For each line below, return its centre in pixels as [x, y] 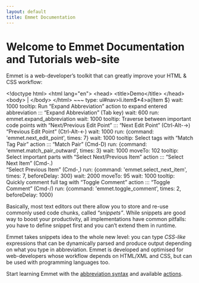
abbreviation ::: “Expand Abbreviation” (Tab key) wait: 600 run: [83, 113]
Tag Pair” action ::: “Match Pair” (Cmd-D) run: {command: [77, 144]
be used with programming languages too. [58, 262]
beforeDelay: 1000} [30, 195]
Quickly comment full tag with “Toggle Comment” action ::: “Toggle [88, 182]
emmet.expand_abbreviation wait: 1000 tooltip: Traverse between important [99, 119]
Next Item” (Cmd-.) [30, 163]
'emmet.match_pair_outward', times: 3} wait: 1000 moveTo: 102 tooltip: [92, 151]
